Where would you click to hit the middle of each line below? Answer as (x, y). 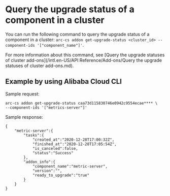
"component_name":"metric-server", (70, 166)
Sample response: (24, 117)
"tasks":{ (34, 135)
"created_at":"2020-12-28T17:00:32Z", (73, 140)
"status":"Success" (53, 153)
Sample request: (22, 94)
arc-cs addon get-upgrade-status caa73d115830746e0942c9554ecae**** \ (81, 103)
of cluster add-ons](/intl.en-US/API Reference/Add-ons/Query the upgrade (84, 60)
